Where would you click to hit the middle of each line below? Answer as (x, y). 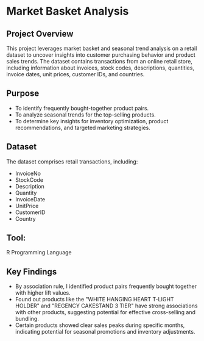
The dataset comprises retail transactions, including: (72, 161)
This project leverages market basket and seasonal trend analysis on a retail (102, 48)
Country (25, 218)
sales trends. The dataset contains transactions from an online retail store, (100, 61)
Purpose (23, 94)
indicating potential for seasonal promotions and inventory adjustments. (105, 332)
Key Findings (32, 272)
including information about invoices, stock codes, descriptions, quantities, (100, 68)
